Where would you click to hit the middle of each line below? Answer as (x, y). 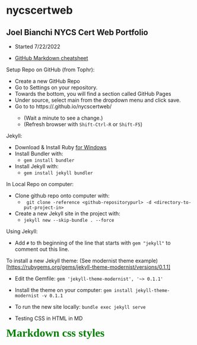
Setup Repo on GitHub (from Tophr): (50, 70)
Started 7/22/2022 (37, 46)
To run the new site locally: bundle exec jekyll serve (80, 307)
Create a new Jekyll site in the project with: (67, 214)
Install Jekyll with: (36, 166)
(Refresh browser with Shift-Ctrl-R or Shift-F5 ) (83, 124)
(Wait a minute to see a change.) (63, 118)
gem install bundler (49, 161)
